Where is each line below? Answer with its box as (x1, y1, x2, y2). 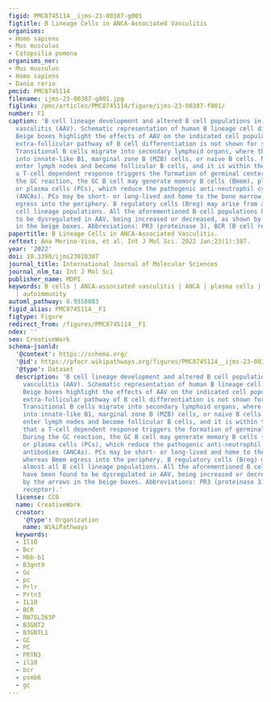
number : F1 (8, 110, 45, 118)
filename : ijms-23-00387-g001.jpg (8, 95, 125, 103)
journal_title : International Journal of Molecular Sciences (8, 260, 219, 268)
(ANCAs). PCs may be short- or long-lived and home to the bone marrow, (15, 192, 265, 201)
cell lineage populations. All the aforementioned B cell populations (15, 207, 258, 215)
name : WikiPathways (23, 523, 89, 531)
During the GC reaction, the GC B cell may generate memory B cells (23, 433, 258, 441)
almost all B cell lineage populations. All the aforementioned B (23, 463, 251, 472)
